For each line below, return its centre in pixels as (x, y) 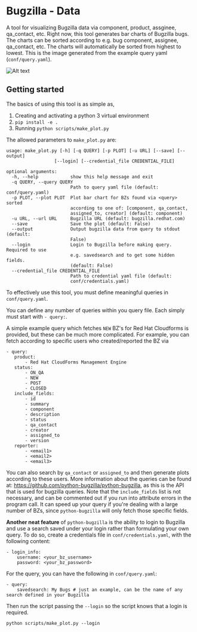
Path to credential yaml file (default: (121, 276)
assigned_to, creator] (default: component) (127, 213)
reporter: (26, 446)
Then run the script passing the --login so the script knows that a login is (97, 606)
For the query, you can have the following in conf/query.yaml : (81, 574)
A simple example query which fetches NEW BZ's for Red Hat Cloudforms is (98, 328)
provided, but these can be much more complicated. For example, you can (98, 334)
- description (42, 414)
